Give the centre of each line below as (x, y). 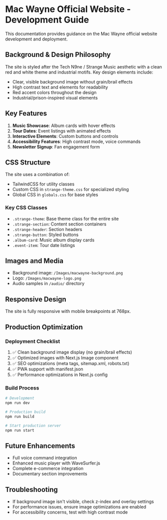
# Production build (25, 412)
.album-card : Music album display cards (53, 240)
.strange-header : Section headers (47, 229)
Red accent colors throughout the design (54, 92)
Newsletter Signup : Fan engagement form (56, 146)
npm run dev (17, 403)
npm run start (20, 430)
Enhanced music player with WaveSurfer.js (56, 463)
